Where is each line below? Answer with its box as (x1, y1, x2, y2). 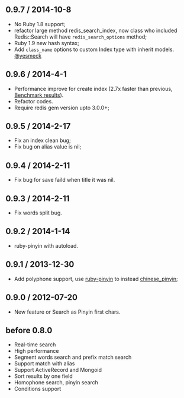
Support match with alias (14, 360, 75, 367)
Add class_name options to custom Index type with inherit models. (14, 46, 175, 53)
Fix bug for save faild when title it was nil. (14, 176, 115, 184)
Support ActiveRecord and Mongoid (14, 367, 102, 374)
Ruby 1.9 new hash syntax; (14, 39, 79, 46)
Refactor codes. (14, 97, 54, 105)
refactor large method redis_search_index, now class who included (14, 27, 177, 34)
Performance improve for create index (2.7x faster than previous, (14, 85, 173, 92)
